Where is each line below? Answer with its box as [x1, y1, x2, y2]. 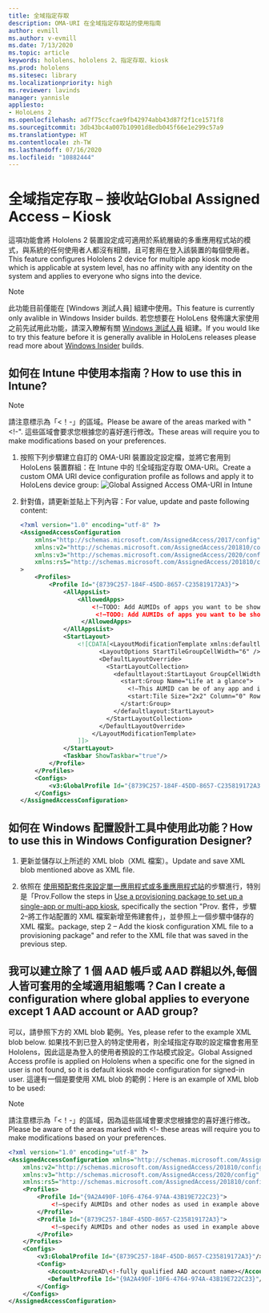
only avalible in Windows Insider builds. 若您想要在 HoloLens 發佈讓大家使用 [8, 313, 260, 323]
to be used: [8, 1083, 46, 1093]
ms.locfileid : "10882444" [8, 153, 94, 161]
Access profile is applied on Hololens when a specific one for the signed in [8, 1056, 255, 1065]
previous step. [19, 939, 68, 949]
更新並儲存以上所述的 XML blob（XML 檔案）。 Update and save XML [19, 856, 246, 866]
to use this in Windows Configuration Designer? [8, 834, 252, 848]
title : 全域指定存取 [8, 11, 70, 20]
